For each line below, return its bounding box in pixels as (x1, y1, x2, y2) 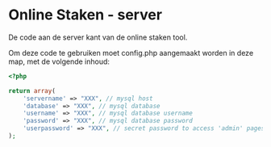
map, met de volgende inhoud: (8, 57, 110, 66)
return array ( (8, 86, 56, 94)
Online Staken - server (8, 6, 163, 24)
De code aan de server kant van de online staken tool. (8, 32, 188, 42)
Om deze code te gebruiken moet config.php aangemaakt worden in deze (8, 48, 254, 57)
